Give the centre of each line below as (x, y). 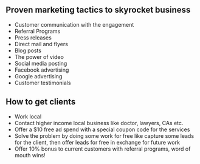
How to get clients (41, 102)
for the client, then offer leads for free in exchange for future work (97, 142)
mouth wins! (30, 155)
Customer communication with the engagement (74, 24)
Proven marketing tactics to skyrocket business (98, 10)
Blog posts (28, 50)
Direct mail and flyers (41, 44)
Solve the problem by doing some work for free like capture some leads (104, 135)
